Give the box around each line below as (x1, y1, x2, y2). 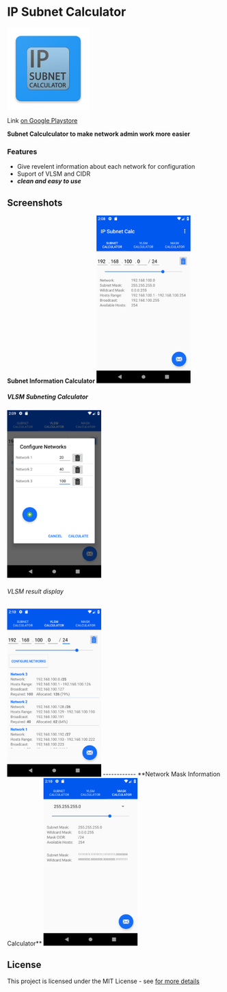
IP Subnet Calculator (7, 4, 126, 20)
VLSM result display (7, 587, 64, 595)
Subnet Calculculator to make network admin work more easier (7, 130, 190, 138)
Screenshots (7, 197, 63, 209)
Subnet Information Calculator (7, 377, 96, 385)
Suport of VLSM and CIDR (16, 169, 91, 178)
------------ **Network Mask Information (102, 770, 221, 779)
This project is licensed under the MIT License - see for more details (7, 977, 200, 985)
